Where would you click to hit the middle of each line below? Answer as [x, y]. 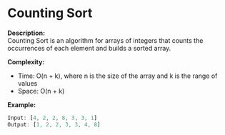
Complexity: [26, 61]
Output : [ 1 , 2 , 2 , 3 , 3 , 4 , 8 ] [54, 124]
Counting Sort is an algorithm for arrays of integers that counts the [105, 40]
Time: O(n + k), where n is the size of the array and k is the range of [117, 76]
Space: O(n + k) [41, 91]
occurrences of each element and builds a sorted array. [89, 48]
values [27, 83]
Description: [26, 33]
